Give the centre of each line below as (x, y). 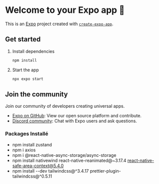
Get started (23, 39)
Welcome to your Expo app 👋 (65, 10)
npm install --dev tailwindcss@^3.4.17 (50, 171)
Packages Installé (27, 134)
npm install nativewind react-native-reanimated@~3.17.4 (69, 160)
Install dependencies (33, 51)
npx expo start (28, 79)
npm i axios (24, 150)
